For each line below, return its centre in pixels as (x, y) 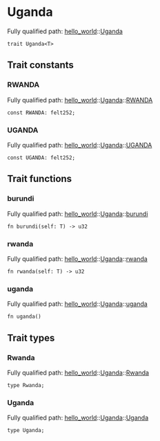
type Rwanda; (26, 385)
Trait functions (40, 179)
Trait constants (41, 65)
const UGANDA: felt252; (41, 157)
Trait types (31, 337)
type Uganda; (26, 431)
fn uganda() (24, 317)
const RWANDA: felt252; (41, 112)
